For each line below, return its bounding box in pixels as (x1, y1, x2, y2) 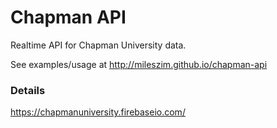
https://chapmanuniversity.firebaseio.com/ (10, 106, 186, 118)
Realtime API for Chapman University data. (10, 39, 187, 51)
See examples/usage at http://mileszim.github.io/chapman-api (10, 58, 268, 70)
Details (10, 83, 46, 97)
